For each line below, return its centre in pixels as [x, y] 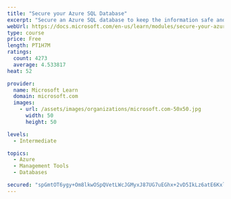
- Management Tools [41, 166]
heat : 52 [20, 71]
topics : [18, 153]
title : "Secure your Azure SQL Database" [67, 13]
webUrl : [18, 26]
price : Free [24, 39]
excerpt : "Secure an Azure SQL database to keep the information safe [110, 20]
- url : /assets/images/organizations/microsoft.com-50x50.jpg [110, 109]
